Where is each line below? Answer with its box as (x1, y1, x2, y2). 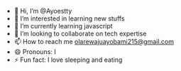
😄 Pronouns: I (13, 48, 57, 56)
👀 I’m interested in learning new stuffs (13, 14, 126, 23)
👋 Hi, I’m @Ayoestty (13, 7, 72, 15)
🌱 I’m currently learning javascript (13, 22, 113, 30)
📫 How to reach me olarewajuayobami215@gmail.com (13, 38, 175, 45)
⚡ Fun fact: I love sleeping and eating (13, 55, 123, 64)
